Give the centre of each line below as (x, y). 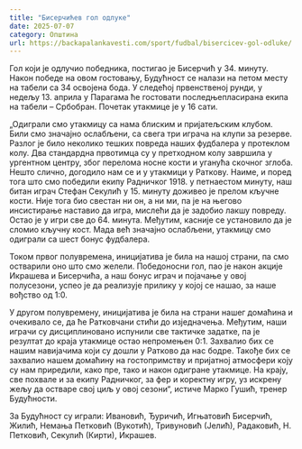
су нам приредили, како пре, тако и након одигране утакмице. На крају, (149, 370)
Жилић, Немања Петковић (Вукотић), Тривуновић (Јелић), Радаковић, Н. (151, 426)
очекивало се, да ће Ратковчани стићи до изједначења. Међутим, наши (148, 322)
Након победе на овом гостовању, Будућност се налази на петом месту (149, 78)
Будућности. (33, 399)
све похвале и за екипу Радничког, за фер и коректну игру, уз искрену (146, 380)
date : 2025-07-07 (42, 26)
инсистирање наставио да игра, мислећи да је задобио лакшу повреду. (148, 211)
